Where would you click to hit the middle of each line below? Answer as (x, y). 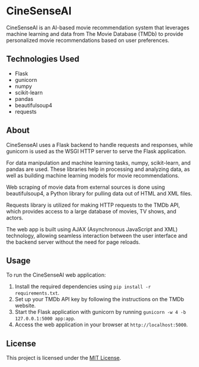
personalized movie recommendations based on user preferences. (88, 40)
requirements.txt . (37, 293)
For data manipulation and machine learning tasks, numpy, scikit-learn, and (98, 163)
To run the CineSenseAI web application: (56, 275)
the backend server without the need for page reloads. (73, 242)
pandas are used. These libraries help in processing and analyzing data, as (98, 169)
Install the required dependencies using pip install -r (83, 287)
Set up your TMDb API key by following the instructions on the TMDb (99, 299)
